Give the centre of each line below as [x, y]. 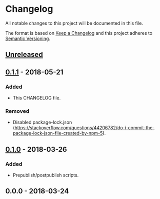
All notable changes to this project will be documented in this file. [74, 23]
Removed [17, 111]
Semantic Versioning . [28, 38]
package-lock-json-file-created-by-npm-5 [58, 133]
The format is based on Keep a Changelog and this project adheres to [79, 33]
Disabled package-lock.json [42, 122]
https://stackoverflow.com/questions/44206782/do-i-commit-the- [85, 128]
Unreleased [24, 55]
